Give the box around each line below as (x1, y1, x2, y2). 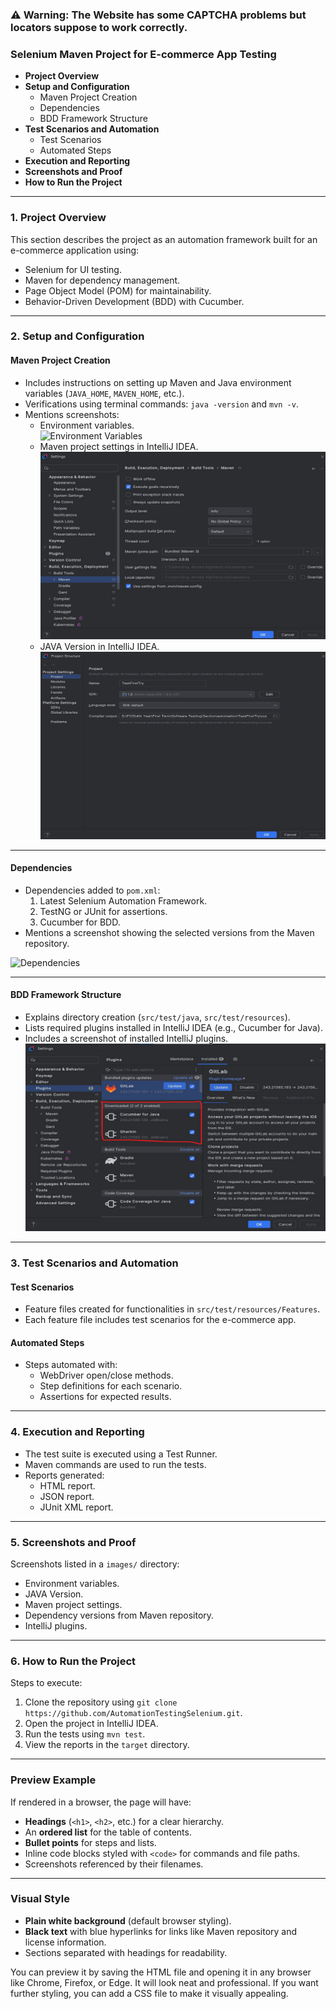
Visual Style (10, 1892, 70, 1906)
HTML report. (39, 1479, 96, 1492)
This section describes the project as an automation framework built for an (10, 233, 318, 245)
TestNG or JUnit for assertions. (39, 905, 168, 917)
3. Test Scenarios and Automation (10, 1256, 179, 1270)
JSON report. (39, 1490, 95, 1502)
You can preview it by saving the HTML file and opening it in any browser (10, 1966, 312, 1978)
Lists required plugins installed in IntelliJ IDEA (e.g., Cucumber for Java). (24, 1022, 324, 1034)
